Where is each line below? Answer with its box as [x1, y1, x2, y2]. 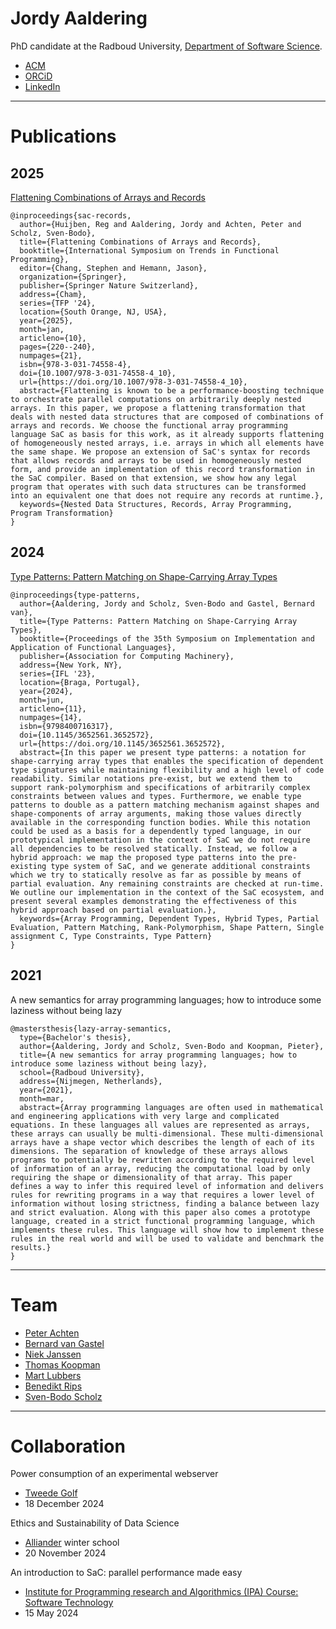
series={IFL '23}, [19, 668, 97, 679]
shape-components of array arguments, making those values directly [10, 808, 302, 819]
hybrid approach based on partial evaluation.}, [10, 905, 217, 915]
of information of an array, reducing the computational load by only [10, 1163, 311, 1174]
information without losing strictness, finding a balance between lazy [10, 1198, 320, 1209]
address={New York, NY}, [19, 660, 123, 670]
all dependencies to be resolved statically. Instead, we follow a [10, 843, 298, 854]
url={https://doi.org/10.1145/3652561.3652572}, [19, 738, 226, 749]
